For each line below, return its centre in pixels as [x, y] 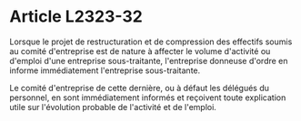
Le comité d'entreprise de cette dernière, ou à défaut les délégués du [140, 88]
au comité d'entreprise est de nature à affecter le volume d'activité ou [140, 51]
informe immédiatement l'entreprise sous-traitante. [105, 70]
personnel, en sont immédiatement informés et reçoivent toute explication [148, 98]
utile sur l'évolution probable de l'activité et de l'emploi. [113, 107]
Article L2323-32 [76, 17]
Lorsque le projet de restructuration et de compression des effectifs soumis [151, 42]
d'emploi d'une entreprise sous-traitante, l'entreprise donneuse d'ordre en [149, 60]
